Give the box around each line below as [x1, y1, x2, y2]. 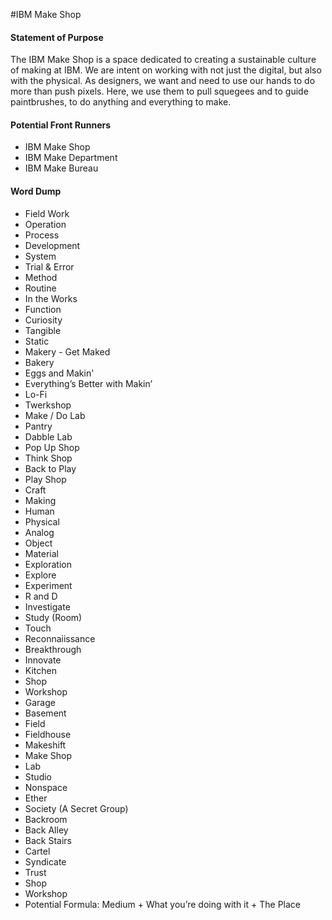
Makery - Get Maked [24, 345, 111, 358]
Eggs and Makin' [24, 367, 95, 379]
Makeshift [24, 739, 67, 751]
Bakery [24, 356, 55, 368]
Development [24, 239, 81, 251]
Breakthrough [24, 643, 82, 655]
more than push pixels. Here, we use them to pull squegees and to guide [10, 85, 309, 98]
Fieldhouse [24, 728, 72, 740]
